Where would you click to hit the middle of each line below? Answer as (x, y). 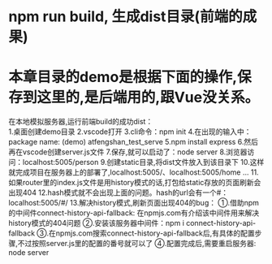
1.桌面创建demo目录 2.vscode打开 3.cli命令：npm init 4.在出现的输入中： (130, 132)
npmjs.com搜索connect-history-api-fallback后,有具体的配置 (155, 233)
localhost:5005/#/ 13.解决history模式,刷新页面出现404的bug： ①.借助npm (134, 203)
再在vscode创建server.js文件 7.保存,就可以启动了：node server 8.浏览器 (128, 152)
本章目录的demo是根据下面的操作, (123, 77)
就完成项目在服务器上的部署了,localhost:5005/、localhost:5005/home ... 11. (134, 172)
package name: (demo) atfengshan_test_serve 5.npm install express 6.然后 (133, 142)
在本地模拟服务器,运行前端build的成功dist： (81, 122)
